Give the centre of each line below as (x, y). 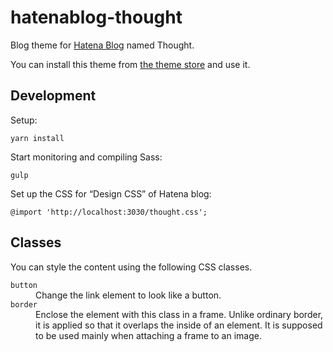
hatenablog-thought (96, 17)
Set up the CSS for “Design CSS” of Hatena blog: (111, 193)
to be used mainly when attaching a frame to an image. (148, 335)
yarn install (37, 138)
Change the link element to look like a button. (128, 295)
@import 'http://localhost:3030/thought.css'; (109, 212)
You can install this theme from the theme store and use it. (130, 64)
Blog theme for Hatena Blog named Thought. (102, 45)
